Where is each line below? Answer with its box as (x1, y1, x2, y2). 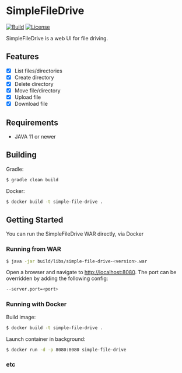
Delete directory (14, 80, 54, 87)
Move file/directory (14, 87, 61, 94)
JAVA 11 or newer (14, 133, 57, 140)
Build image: (6, 313, 36, 320)
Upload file (14, 94, 41, 101)
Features (6, 51, 39, 62)
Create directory (14, 74, 54, 81)
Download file (14, 101, 48, 108)
